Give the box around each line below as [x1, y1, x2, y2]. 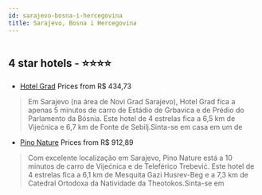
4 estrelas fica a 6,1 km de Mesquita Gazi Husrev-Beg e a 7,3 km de [27, 170, 248, 180]
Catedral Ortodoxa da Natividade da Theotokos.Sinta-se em [27, 178, 225, 188]
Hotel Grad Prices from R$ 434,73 [19, 81, 132, 92]
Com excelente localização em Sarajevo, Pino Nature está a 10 [27, 153, 233, 163]
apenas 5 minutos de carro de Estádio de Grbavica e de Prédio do [27, 105, 244, 115]
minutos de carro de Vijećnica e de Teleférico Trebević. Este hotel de [27, 162, 255, 171]
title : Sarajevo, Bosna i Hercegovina [8, 19, 137, 27]
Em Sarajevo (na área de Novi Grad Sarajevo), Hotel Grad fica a [27, 97, 236, 107]
